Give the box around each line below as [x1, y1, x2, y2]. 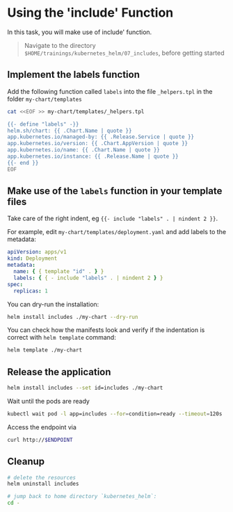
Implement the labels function [7, 69, 140, 81]
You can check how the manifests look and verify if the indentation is [7, 326, 205, 334]
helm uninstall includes [7, 481, 79, 488]
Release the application [7, 366, 111, 378]
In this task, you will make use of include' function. [7, 28, 152, 36]
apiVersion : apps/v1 [7, 249, 67, 256]
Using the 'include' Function [7, 5, 174, 21]
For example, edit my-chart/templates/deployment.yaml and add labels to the [7, 228, 227, 236]
